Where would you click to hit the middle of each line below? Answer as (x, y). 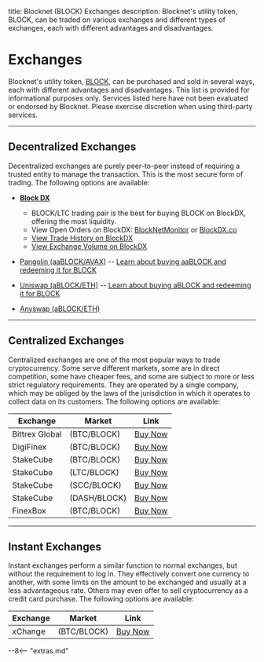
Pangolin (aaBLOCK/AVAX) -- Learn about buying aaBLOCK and (123, 262)
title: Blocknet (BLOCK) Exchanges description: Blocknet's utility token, (123, 11)
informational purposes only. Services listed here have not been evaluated (128, 98)
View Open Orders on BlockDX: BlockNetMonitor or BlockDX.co (134, 229)
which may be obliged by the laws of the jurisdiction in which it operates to (129, 393)
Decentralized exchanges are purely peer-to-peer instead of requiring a (124, 166)
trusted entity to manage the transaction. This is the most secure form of (126, 174)
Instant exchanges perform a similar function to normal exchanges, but (123, 565)
